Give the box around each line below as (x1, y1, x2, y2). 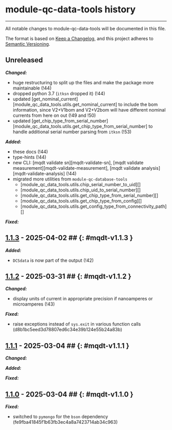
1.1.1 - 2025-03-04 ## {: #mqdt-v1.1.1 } (5, 341, 130, 350)
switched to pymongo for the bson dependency (12, 414, 109, 420)
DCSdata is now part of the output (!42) (12, 257, 94, 263)
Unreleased (5, 56, 44, 65)
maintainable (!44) (12, 85, 52, 91)
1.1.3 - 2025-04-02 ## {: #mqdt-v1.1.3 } (5, 234, 133, 242)
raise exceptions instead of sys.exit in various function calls (12, 321, 141, 327)
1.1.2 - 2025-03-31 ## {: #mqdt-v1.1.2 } (5, 272, 132, 281)
